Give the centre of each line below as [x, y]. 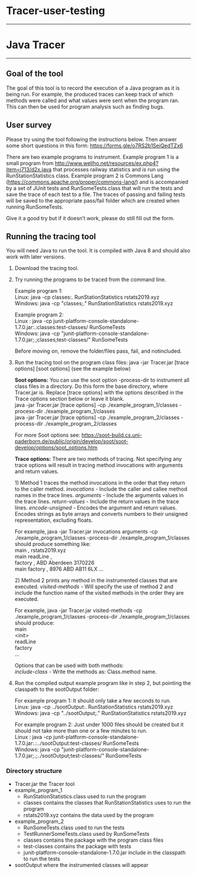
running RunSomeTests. [35, 207]
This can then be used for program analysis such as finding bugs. [85, 106]
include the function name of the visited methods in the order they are [99, 593]
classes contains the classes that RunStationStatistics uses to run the [107, 802]
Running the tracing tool [51, 236]
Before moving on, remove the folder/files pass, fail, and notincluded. [98, 351]
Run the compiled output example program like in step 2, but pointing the [103, 683]
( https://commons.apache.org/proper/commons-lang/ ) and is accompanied [97, 182]
